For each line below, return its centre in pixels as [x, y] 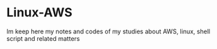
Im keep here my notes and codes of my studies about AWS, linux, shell [108, 31]
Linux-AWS [40, 13]
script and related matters [43, 38]
